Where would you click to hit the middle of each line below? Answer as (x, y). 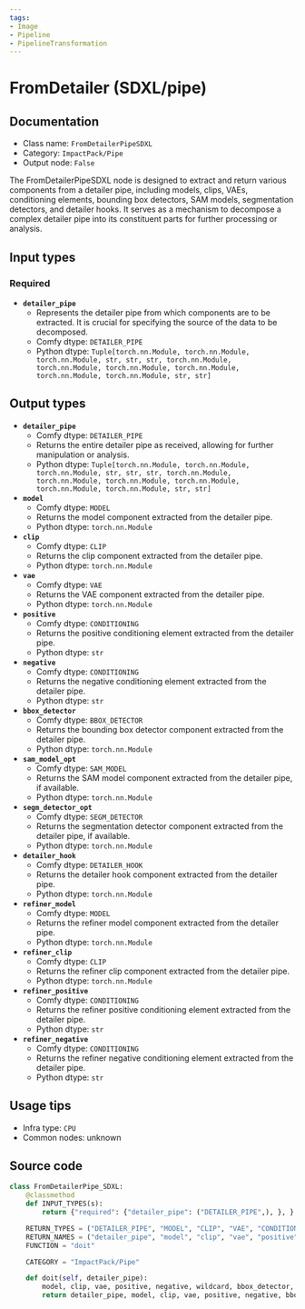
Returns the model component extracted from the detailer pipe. (154, 517)
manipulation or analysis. (83, 455)
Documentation (54, 121)
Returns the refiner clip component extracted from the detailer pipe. (163, 971)
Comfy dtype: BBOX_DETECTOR (89, 720)
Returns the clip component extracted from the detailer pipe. (149, 555)
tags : (20, 18)
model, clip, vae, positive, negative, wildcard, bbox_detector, (168, 1287)
